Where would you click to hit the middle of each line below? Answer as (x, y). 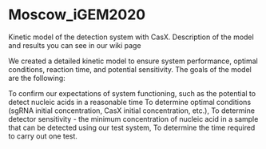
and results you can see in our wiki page (75, 45)
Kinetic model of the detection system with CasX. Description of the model (131, 37)
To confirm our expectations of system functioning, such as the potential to (132, 93)
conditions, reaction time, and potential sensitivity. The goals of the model (130, 69)
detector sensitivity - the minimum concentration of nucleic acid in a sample (133, 119)
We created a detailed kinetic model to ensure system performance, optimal (133, 61)
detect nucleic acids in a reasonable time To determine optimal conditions (130, 102)
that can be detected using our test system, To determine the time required (132, 127)
